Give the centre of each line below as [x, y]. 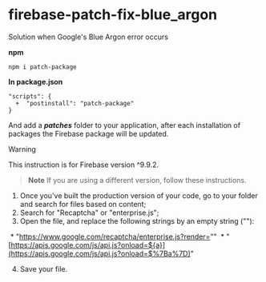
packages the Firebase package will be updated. [89, 133]
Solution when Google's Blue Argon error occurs [88, 37]
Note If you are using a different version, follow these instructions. [137, 180]
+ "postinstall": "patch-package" [75, 103]
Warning [22, 149]
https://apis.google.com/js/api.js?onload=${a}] [88, 244]
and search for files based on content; [83, 204]
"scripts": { [30, 96]
